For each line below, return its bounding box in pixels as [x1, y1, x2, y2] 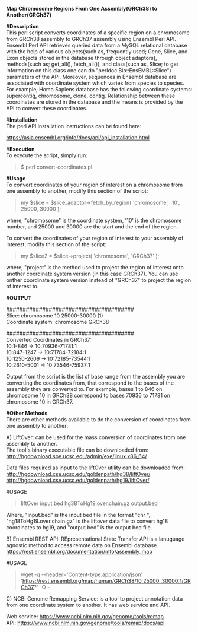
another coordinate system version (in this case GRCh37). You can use [6, 270, 178, 277]
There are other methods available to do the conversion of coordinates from [6, 416, 191, 423]
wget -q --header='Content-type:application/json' [20, 571, 143, 578]
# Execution [6, 145, 35, 153]
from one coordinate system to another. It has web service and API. [6, 602, 170, 608]
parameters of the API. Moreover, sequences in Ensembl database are [6, 74, 177, 80]
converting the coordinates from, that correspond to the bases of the [6, 379, 174, 386]
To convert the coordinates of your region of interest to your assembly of [6, 234, 184, 242]
